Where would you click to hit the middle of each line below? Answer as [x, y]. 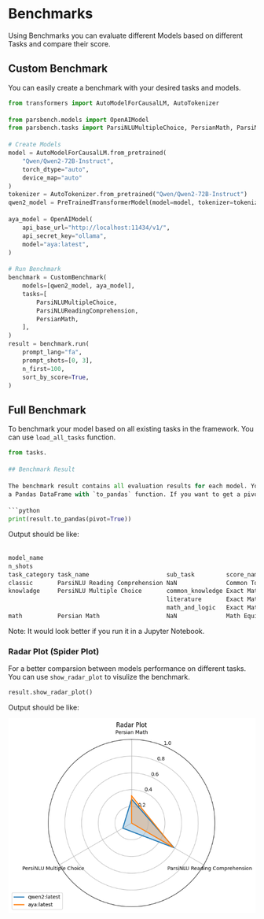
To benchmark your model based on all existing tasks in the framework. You [131, 429]
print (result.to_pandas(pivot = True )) [70, 519]
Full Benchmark [47, 410]
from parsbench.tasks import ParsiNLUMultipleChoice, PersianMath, [121, 128]
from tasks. [27, 453]
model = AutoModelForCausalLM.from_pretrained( [88, 153]
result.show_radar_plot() [50, 693]
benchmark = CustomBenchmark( [58, 278]
